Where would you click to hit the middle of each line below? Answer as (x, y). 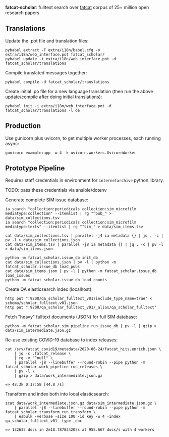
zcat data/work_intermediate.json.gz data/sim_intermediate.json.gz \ (81, 403)
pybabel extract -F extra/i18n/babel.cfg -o (53, 50)
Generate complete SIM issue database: (47, 200)
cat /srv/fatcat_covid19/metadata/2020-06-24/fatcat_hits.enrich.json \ (83, 349)
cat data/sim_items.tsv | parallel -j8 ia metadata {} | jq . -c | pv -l (84, 245)
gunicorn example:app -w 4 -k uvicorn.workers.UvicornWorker (71, 153)
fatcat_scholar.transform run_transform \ (50, 412)
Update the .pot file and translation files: (47, 40)
